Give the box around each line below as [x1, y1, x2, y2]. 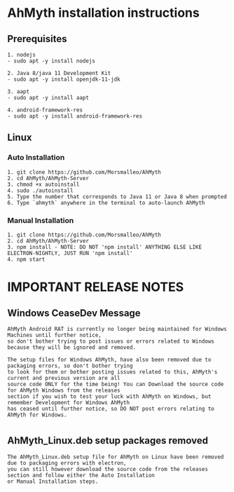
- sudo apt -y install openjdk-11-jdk [7, 76, 121, 83]
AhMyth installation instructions [7, 5, 200, 21]
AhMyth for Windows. [7, 411, 68, 418]
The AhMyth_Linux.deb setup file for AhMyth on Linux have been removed [7, 453, 224, 460]
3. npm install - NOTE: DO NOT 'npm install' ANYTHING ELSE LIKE [7, 243, 202, 250]
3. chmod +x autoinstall [7, 181, 80, 188]
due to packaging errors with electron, [7, 459, 128, 467]
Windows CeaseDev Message [7, 307, 142, 319]
